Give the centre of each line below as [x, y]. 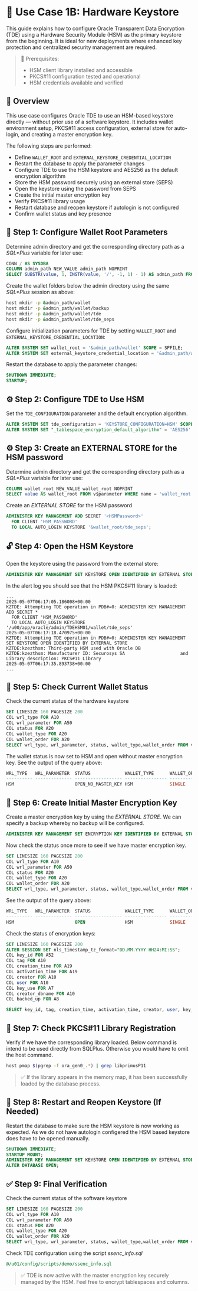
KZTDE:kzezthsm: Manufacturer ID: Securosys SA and [97, 653]
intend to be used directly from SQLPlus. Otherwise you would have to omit [97, 1048]
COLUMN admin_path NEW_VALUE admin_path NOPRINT [67, 269]
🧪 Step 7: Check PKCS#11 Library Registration [91, 1028]
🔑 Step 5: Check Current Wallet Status [77, 687]
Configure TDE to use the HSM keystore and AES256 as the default [96, 169]
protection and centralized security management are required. [82, 47]
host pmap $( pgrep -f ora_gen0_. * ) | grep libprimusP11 [76, 1065]
